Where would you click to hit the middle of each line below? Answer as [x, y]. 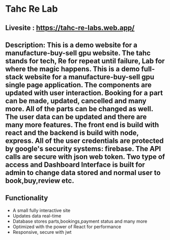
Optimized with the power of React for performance [67, 226]
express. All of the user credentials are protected [84, 141]
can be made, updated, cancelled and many [76, 101]
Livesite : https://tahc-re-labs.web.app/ [70, 28]
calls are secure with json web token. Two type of [85, 157]
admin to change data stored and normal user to [83, 172]
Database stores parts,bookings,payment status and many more [80, 221]
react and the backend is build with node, [72, 133]
